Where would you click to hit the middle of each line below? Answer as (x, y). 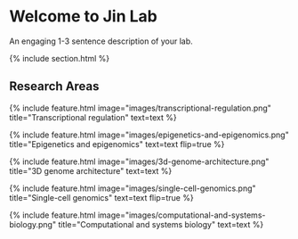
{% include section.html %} (60, 58)
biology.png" (32, 224)
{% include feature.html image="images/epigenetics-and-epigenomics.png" (149, 135)
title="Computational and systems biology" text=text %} (161, 224)
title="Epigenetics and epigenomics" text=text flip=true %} (117, 144)
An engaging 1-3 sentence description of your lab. (101, 41)
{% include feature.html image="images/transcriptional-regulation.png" (140, 108)
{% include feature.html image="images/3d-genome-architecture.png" (139, 161)
